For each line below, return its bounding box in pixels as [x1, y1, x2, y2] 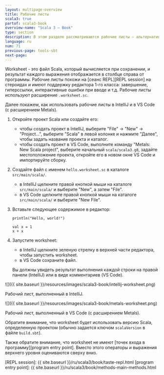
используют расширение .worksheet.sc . [5, 92, 89, 98]
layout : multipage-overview [5, 7, 62, 12]
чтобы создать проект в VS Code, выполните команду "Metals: [19, 142, 150, 148]
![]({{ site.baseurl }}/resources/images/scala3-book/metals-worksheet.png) [5, 300, 158, 306]
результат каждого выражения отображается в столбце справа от [5, 72, 144, 77]
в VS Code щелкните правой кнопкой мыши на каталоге [19, 192, 137, 198]
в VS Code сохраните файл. [19, 257, 77, 263]
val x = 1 [12, 225, 33, 229]
